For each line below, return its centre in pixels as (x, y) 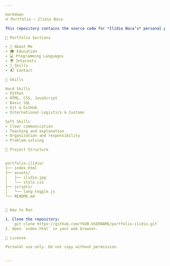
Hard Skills (18, 89)
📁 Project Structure (27, 150)
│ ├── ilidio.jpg (26, 178)
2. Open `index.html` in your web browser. (52, 229)
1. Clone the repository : (32, 219)
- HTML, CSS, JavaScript (31, 98)
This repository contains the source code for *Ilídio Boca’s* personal (83, 28)
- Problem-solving (25, 140)
